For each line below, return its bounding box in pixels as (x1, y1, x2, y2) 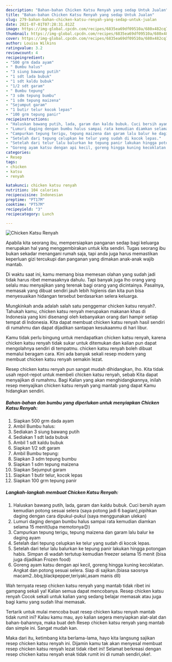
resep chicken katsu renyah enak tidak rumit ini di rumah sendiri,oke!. (6, 651, 152, 657)
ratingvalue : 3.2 (6, 45, 43, 51)
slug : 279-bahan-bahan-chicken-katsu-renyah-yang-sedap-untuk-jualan (6, 17, 157, 22)
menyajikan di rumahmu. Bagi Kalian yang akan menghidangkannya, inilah (6, 377, 161, 383)
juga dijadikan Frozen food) (13, 556, 71, 562)
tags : (6, 159, 17, 164)
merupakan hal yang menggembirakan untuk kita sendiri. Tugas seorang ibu (6, 245, 166, 251)
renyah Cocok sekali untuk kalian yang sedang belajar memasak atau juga (6, 594, 161, 600)
